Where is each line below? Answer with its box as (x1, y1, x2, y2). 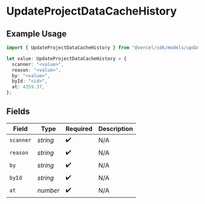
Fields (6, 107, 31, 117)
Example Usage (6, 29, 67, 39)
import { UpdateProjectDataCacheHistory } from (6, 44, 130, 51)
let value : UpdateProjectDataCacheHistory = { (6, 55, 127, 62)
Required (65, 124, 93, 133)
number (37, 186, 60, 195)
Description (98, 124, 133, 133)
